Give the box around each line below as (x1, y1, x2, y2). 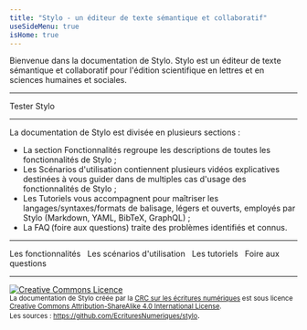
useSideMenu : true (9, 22, 79, 31)
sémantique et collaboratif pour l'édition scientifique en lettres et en (9, 65, 265, 76)
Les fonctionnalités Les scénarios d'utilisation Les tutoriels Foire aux (9, 248, 281, 260)
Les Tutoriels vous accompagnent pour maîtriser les (22, 193, 219, 204)
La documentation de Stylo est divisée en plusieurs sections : (9, 127, 240, 138)
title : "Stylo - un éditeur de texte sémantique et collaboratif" (9, 13, 268, 23)
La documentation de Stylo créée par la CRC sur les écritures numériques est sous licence (9, 294, 294, 304)
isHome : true (9, 30, 59, 39)
